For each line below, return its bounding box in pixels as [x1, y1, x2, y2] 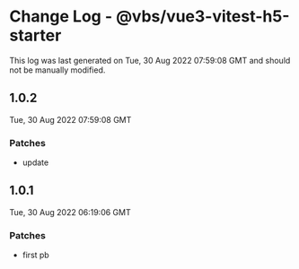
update [22, 157, 49, 168]
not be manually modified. [9, 65, 106, 75]
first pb [22, 249, 49, 261]
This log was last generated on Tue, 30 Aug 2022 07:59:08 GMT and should [9, 55, 291, 65]
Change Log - [9, 6, 113, 27]
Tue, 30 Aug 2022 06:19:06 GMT [9, 206, 132, 217]
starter [9, 25, 62, 46]
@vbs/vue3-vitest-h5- [115, 6, 290, 27]
